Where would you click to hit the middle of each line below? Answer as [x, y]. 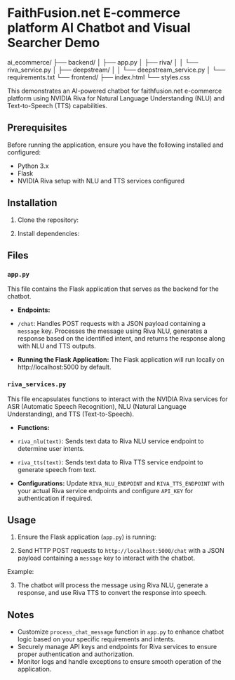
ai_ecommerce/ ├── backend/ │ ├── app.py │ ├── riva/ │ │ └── [103, 62]
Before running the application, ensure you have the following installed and [115, 145]
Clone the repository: [48, 220]
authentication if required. [55, 498]
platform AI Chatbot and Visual [99, 28]
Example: [21, 572]
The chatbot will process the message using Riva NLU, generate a [113, 585]
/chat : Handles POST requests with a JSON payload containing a [111, 324]
